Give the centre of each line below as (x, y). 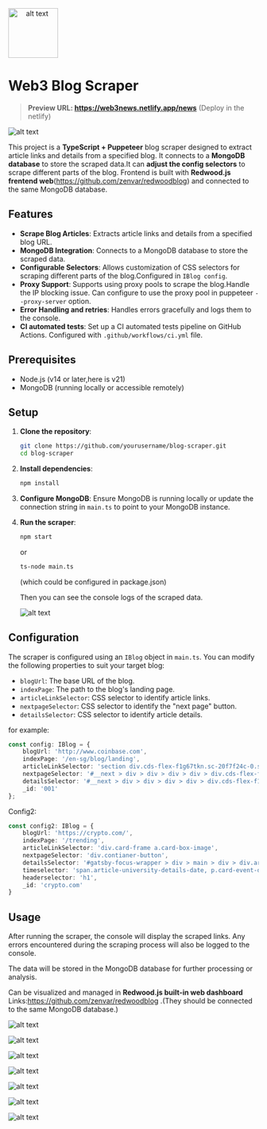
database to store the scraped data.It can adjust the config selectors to (127, 164)
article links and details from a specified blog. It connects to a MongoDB (127, 155)
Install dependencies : (56, 469)
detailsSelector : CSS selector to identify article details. (111, 714)
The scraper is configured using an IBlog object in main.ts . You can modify (132, 657)
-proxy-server (43, 301)
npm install (39, 483)
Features (31, 214)
